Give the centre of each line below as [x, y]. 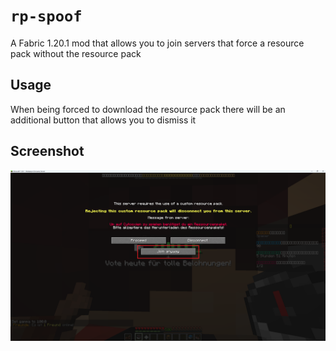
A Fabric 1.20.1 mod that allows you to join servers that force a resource [157, 43]
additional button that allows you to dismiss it [103, 120]
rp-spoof [46, 16]
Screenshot [47, 151]
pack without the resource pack [76, 53]
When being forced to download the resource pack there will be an [148, 109]
